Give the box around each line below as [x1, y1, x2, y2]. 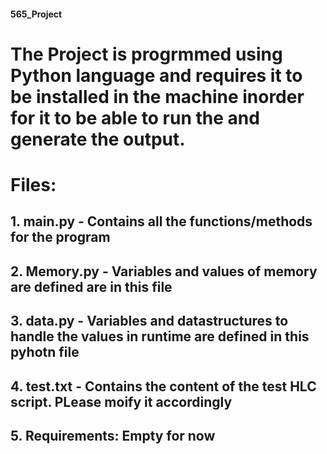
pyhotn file [10, 344, 80, 361]
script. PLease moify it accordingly [10, 393, 233, 410]
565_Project [10, 8, 63, 20]
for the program [10, 229, 111, 246]
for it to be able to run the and [10, 106, 260, 129]
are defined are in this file [10, 278, 173, 295]
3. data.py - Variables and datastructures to [10, 313, 289, 330]
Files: [10, 173, 57, 196]
